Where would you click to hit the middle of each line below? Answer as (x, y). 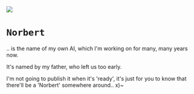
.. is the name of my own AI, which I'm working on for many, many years (97, 48)
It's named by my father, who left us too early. (64, 67)
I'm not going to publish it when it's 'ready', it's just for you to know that (96, 78)
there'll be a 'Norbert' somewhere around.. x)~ (65, 85)
